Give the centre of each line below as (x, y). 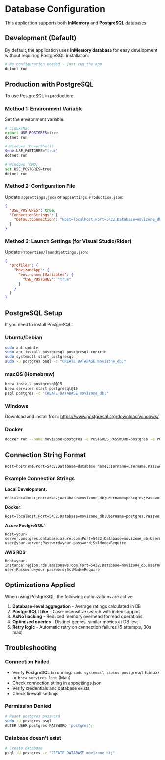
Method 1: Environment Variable (44, 109)
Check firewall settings (35, 693)
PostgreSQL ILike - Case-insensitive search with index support (76, 612)
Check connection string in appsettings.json (57, 683)
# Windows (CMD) (22, 164)
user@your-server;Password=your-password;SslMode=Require (66, 543)
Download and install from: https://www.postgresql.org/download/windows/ (82, 417)
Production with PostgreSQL (50, 84)
